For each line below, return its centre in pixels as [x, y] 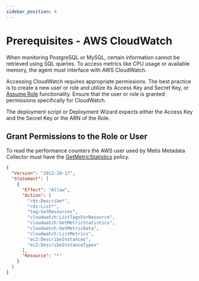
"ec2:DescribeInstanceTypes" [63, 245]
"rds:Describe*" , [49, 201]
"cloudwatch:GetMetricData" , [63, 228]
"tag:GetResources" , [53, 212]
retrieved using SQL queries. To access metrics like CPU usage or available [98, 63]
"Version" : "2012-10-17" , [44, 173]
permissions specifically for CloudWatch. [56, 100]
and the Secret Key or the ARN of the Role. [58, 118]
